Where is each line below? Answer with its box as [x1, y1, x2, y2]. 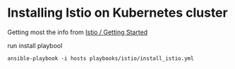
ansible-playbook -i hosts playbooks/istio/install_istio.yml [7, 54, 194, 62]
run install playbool [7, 41, 63, 49]
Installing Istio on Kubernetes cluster [7, 5, 228, 21]
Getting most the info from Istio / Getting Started [7, 28, 148, 36]
